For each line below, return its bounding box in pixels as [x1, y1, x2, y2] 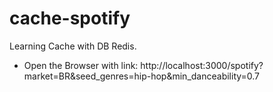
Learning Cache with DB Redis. [9, 40, 137, 52]
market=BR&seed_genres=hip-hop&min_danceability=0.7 [23, 70, 261, 82]
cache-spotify [9, 7, 131, 30]
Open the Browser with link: [23, 59, 139, 71]
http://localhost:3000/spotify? [140, 59, 264, 71]
